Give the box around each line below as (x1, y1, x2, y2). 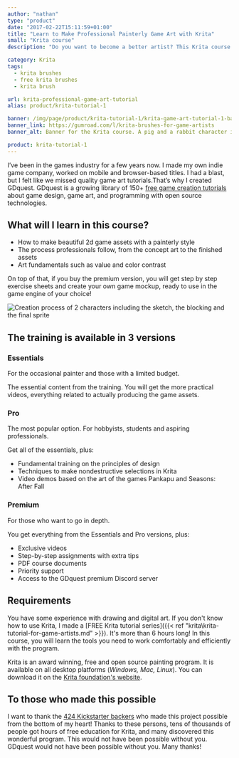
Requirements (7, 595, 71, 607)
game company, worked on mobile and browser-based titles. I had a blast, (7, 168, 225, 177)
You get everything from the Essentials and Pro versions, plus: (7, 530, 190, 538)
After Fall (17, 482, 45, 491)
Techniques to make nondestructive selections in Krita (17, 467, 177, 475)
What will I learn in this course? (7, 219, 149, 231)
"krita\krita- (185, 621, 219, 630)
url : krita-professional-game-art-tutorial (7, 95, 139, 103)
